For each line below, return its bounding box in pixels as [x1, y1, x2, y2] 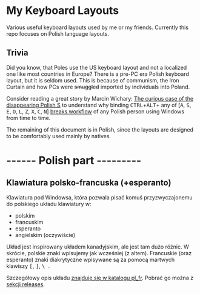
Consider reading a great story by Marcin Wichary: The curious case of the [6, 95, 194, 102]
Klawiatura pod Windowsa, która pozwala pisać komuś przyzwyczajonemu [6, 193, 193, 201]
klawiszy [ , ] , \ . [6, 262, 50, 270]
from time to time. [6, 114, 51, 121]
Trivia [6, 48, 28, 58]
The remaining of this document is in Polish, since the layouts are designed [6, 125, 194, 133]
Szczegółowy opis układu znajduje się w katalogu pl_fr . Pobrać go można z [6, 274, 194, 281]
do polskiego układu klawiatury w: [6, 200, 92, 207]
